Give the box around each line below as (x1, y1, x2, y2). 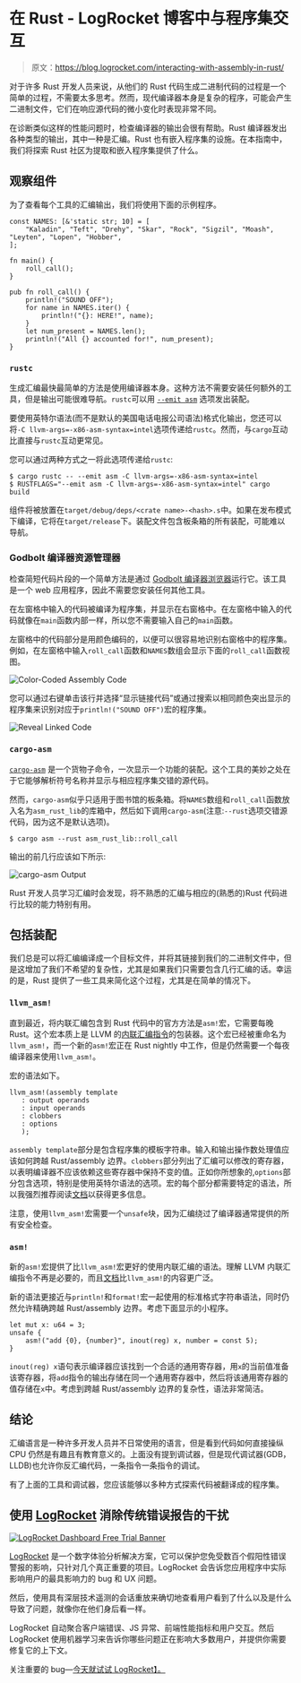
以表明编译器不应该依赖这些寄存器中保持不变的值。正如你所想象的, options (9, 1166, 284, 1177)
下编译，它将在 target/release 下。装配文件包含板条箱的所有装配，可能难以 (9, 516, 286, 527)
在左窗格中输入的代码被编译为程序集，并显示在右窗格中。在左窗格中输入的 (9, 604, 284, 615)
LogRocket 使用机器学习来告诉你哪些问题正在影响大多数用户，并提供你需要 (9, 1633, 287, 1644)
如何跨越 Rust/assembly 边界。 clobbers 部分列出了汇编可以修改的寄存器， (16, 1155, 289, 1166)
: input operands (21, 1103, 87, 1112)
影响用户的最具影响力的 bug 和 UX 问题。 (9, 1573, 162, 1584)
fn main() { (9, 256, 54, 265)
